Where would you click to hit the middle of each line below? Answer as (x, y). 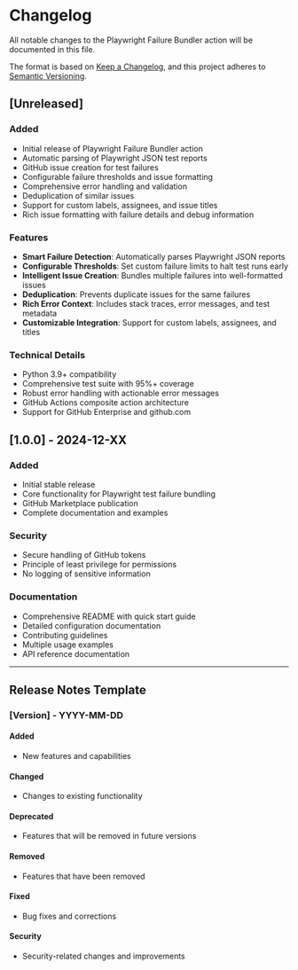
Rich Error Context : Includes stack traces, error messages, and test (146, 303)
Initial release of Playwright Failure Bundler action (113, 148)
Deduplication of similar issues (78, 195)
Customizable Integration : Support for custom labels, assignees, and (149, 322)
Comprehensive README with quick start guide (109, 616)
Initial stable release (59, 484)
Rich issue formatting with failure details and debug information (138, 215)
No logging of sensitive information (86, 574)
